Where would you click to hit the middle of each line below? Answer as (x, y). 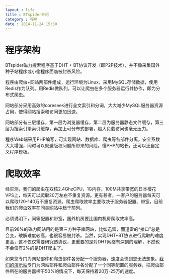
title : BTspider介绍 (27, 15)
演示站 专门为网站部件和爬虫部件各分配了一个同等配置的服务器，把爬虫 (87, 265)
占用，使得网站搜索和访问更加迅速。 (43, 112)
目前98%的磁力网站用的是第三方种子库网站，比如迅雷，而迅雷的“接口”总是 (82, 229)
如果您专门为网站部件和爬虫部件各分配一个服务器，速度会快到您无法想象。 (82, 259)
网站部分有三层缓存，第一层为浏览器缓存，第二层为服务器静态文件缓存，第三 (84, 122)
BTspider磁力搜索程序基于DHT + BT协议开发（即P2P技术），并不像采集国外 (82, 65)
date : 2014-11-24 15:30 (31, 24)
